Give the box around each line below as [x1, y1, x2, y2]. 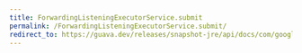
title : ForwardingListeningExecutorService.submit [9, 13, 203, 22]
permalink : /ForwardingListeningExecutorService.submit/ [9, 22, 227, 31]
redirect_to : [9, 30, 58, 39]
